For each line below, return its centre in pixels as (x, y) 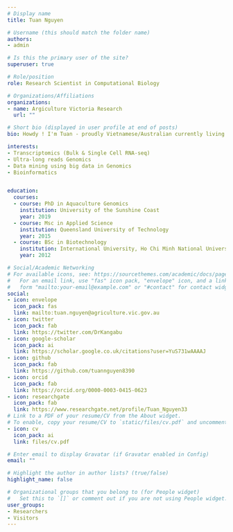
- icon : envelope (32, 300)
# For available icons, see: (49, 274)
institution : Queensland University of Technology (94, 229)
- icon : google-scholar (42, 339)
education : (23, 191)
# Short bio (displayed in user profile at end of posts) (93, 128)
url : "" (25, 115)
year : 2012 (35, 256)
